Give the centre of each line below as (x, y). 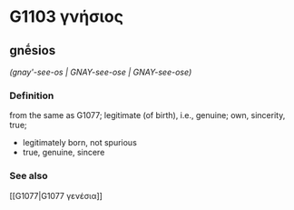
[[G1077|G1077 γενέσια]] (56, 195)
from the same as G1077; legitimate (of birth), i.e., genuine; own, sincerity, (147, 115)
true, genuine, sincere (64, 153)
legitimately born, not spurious (80, 143)
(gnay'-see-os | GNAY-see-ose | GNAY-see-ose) (101, 72)
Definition (32, 95)
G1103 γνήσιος (67, 17)
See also (29, 176)
